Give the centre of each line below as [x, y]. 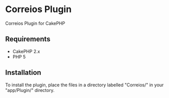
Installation [23, 72]
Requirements [28, 39]
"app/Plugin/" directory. [30, 90]
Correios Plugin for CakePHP [35, 23]
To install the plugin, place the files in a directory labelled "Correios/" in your [84, 85]
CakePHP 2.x [26, 51]
